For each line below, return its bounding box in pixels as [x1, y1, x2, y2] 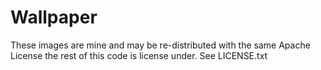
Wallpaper [10, 6, 98, 29]
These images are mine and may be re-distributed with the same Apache [10, 39, 311, 51]
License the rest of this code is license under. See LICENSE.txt [10, 49, 268, 61]
